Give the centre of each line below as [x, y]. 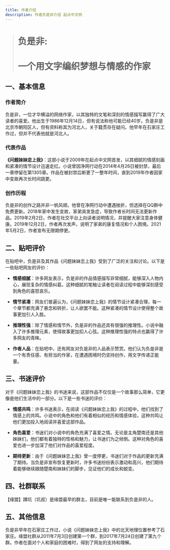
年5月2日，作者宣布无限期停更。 [39, 231]
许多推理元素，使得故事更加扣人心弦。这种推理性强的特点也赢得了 [90, 331]
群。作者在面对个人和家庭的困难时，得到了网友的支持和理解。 [70, 542]
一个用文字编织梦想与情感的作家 [84, 66]
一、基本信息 [25, 87]
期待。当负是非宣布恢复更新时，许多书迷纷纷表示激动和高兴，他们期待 [90, 462]
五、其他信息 [25, 517]
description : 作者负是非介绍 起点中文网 [44, 15]
